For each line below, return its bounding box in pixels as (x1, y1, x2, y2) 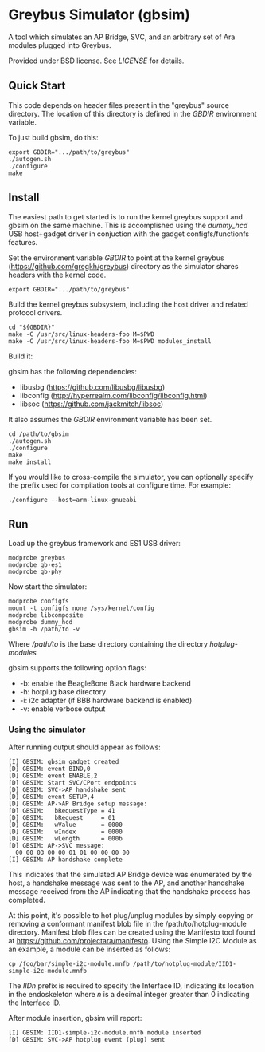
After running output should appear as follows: (8, 742, 161, 752)
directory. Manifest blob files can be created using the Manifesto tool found (8, 927, 256, 937)
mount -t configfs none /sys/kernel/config (8, 604, 155, 612)
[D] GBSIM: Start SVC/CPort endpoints (8, 778, 137, 787)
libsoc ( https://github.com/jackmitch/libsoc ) (19, 399, 164, 409)
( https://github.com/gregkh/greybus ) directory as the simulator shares (8, 261, 239, 271)
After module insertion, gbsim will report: (8, 1013, 142, 1022)
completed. (8, 895, 45, 904)
